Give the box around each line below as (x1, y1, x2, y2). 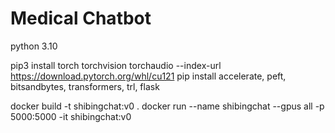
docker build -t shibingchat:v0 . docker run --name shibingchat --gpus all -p (10, 100, 325, 112)
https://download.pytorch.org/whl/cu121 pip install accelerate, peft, (10, 70, 287, 82)
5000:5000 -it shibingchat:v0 (10, 110, 132, 122)
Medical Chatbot (10, 7, 152, 30)
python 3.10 (10, 40, 58, 52)
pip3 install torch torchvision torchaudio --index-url (10, 59, 222, 71)
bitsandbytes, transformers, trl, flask (10, 80, 160, 92)
